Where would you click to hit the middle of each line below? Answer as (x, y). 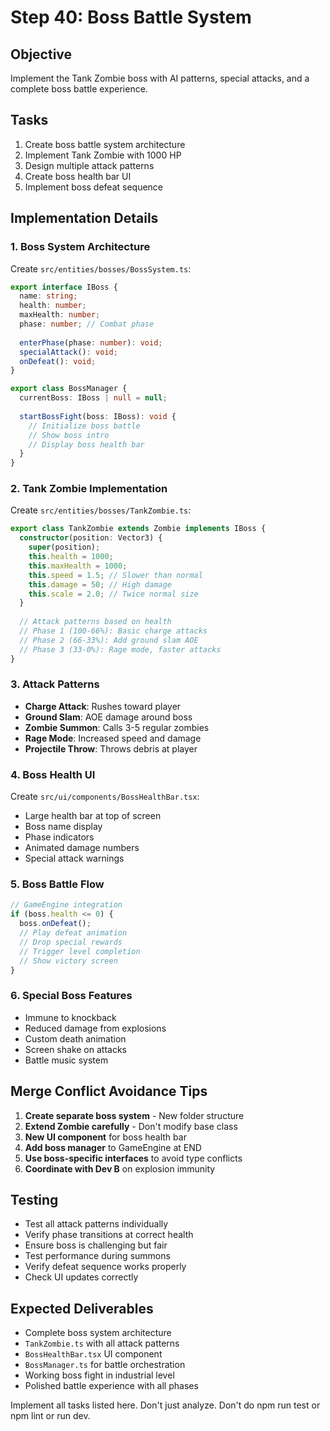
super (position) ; (64, 547)
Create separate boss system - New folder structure (134, 1115)
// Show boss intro (69, 435)
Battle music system (66, 1060)
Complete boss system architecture (98, 1333)
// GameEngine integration (66, 905)
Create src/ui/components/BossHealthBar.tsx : (105, 797)
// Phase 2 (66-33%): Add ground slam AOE (109, 640)
